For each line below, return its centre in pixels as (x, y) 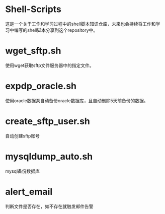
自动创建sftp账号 (23, 136)
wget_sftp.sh (33, 51)
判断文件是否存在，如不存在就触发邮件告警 (49, 206)
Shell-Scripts (33, 9)
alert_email (29, 192)
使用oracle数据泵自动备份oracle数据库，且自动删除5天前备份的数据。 (77, 100)
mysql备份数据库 (23, 171)
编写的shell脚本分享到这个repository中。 (56, 30)
